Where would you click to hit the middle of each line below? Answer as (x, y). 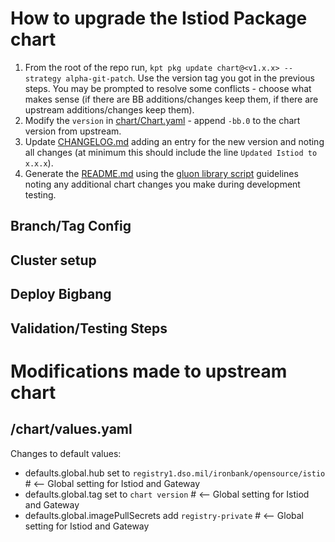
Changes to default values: (66, 453)
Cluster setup (53, 260)
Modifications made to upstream (149, 371)
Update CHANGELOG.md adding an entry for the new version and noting (174, 141)
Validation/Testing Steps (89, 328)
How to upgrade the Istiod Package (159, 18)
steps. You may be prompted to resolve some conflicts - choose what (168, 88)
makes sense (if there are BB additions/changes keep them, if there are (171, 99)
